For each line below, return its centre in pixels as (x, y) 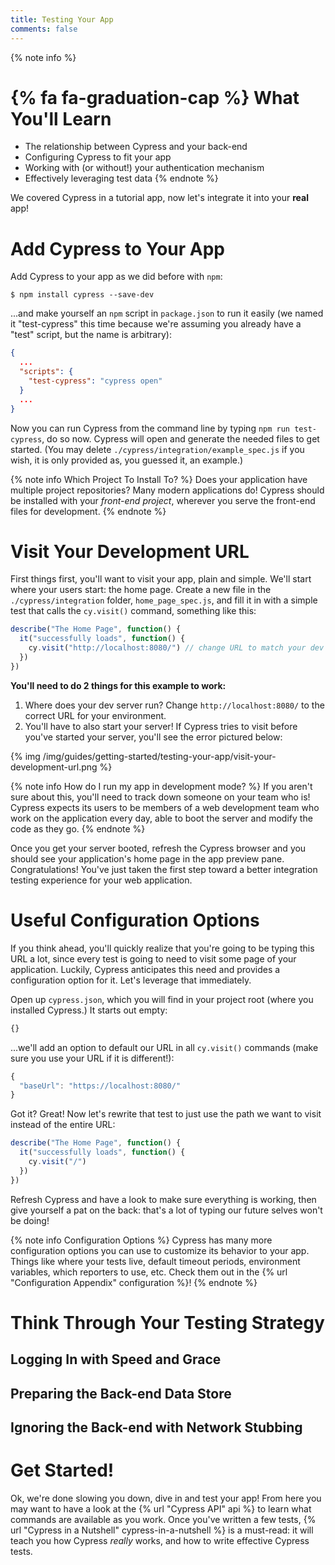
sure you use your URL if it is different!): (92, 1058)
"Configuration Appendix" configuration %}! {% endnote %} (134, 1282)
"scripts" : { (46, 372)
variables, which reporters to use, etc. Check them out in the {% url (149, 1272)
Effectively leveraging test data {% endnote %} (121, 178)
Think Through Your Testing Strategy (167, 1322)
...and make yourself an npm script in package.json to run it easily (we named (167, 313)
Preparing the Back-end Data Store (121, 1393)
